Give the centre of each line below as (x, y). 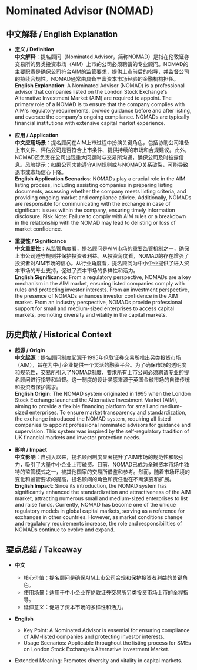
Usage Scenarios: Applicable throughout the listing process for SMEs (107, 643)
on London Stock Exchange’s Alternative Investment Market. (96, 649)
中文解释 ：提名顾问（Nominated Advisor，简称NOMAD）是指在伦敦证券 (102, 57)
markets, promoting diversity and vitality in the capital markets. (91, 315)
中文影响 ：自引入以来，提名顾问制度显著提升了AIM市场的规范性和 (94, 457)
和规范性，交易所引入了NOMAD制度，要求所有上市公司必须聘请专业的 (99, 372)
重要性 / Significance (40, 241)
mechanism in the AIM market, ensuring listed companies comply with (100, 283)
